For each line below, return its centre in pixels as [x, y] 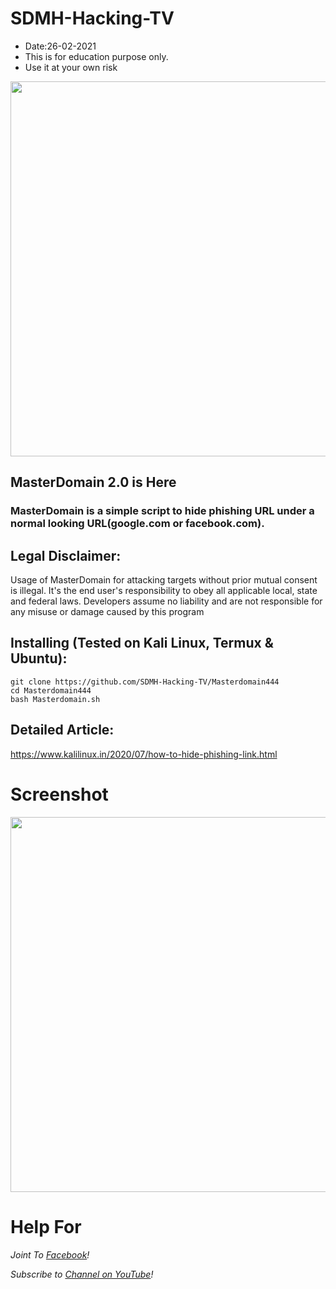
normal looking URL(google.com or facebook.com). [137, 524]
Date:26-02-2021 [60, 46]
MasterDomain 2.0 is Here [93, 482]
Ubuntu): [39, 658]
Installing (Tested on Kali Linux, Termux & [142, 643]
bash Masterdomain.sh [55, 699]
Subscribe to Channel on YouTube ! [82, 1274]
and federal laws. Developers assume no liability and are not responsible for [166, 601]
